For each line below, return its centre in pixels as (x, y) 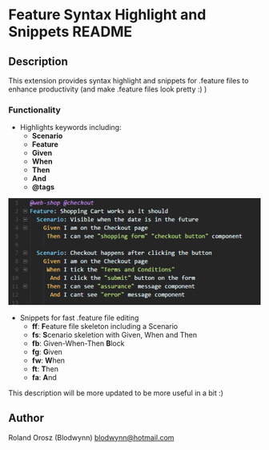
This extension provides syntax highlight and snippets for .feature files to (128, 81)
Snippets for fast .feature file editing (79, 318)
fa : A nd (44, 377)
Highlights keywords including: (70, 128)
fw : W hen (48, 360)
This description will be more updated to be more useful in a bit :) (116, 393)
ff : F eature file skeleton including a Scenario (105, 326)
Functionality (35, 110)
